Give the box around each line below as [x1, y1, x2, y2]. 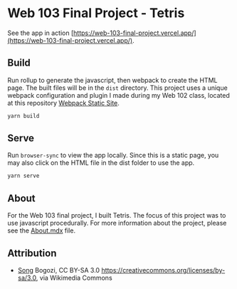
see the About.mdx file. [7, 226, 76, 235]
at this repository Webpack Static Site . [7, 98, 120, 107]
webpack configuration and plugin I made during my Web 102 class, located [7, 91, 230, 99]
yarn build [7, 112, 40, 119]
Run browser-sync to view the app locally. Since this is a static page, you [7, 151, 219, 160]
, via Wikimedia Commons [36, 273, 112, 282]
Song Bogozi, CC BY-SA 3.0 [17, 265, 100, 274]
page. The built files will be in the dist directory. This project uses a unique [7, 83, 228, 92]
